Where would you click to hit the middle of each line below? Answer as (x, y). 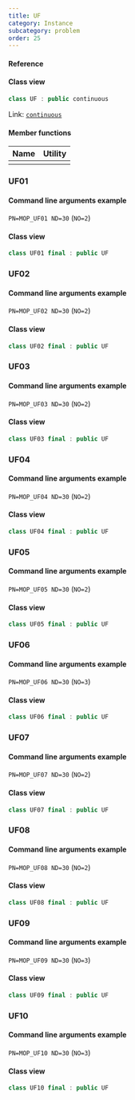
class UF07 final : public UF (59, 810)
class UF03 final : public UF (59, 439)
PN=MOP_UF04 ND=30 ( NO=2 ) (50, 496)
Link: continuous (35, 114)
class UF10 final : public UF (59, 1088)
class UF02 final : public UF (59, 346)
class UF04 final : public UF (59, 532)
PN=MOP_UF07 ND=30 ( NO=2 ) (50, 775)
